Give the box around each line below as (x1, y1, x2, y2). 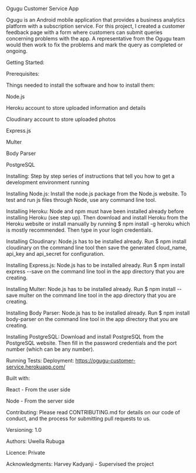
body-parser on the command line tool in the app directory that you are (6, 316, 178, 322)
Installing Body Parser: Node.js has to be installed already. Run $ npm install (6, 309, 190, 316)
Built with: (6, 375, 31, 381)
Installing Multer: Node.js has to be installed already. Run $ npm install (6, 286, 176, 292)
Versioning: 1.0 (6, 427, 42, 433)
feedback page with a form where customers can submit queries (6, 29, 163, 36)
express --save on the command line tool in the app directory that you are (6, 268, 185, 275)
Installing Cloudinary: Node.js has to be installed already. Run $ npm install (6, 238, 187, 245)
